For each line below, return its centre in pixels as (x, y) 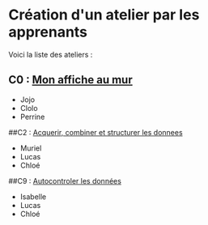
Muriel (31, 148)
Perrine (32, 117)
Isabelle (33, 197)
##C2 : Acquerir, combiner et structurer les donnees (96, 132)
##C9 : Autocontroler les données (65, 180)
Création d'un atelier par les (104, 15)
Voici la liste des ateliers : (51, 54)
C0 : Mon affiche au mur (70, 80)
